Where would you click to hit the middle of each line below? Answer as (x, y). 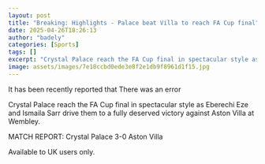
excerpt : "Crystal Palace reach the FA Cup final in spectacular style (128, 60)
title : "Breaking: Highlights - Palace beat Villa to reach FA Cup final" (134, 23)
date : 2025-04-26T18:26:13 (52, 30)
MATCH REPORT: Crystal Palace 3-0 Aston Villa (86, 136)
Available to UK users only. (52, 151)
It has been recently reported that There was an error (95, 89)
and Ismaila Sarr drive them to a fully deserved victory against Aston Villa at (131, 113)
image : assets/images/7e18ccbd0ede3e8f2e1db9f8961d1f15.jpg (109, 67)
